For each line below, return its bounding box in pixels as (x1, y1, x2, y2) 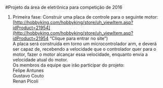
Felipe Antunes (12, 67, 44, 73)
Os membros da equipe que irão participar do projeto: (12, 62, 125, 68)
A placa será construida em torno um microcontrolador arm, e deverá (12, 41, 157, 47)
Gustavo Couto (12, 73, 44, 78)
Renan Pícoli (12, 78, 39, 84)
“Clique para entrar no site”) (49, 35, 108, 41)
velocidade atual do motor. (12, 57, 68, 62)
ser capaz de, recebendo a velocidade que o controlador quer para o (12, 46, 156, 52)
